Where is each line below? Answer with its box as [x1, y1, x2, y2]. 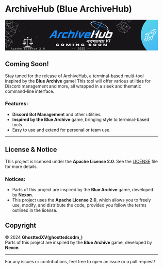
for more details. [5, 164, 38, 169]
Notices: [5, 176, 26, 183]
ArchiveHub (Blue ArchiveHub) [5, 3, 132, 15]
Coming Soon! [5, 60, 49, 68]
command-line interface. [5, 88, 54, 94]
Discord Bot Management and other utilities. [12, 111, 102, 117]
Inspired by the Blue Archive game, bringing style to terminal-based [12, 117, 149, 122]
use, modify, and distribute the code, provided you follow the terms [12, 202, 147, 208]
